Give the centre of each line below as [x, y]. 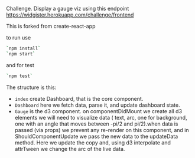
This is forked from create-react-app [51, 26]
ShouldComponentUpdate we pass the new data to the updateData [96, 136]
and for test [20, 65]
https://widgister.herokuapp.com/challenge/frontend [70, 15]
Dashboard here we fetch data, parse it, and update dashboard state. [97, 105]
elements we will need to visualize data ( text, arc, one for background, [101, 117]
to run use [19, 37]
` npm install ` [24, 48]
